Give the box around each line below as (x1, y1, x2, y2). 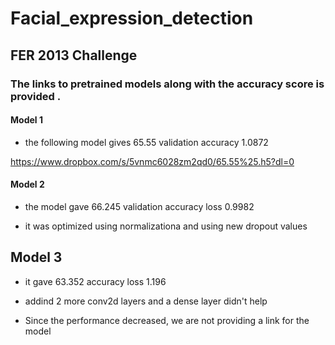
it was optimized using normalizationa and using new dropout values (24, 220, 308, 232)
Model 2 (10, 178, 45, 191)
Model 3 (10, 249, 63, 266)
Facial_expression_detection (10, 7, 254, 30)
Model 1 (10, 114, 43, 126)
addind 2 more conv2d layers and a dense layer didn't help (24, 295, 268, 307)
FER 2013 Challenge (10, 47, 138, 64)
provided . (10, 89, 62, 103)
